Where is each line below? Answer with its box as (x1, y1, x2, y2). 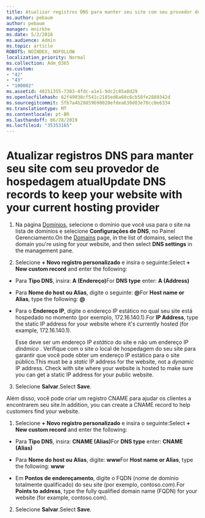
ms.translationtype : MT (6, 105, 67, 112)
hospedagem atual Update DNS (6, 175, 167, 189)
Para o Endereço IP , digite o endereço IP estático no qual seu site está (15, 307, 193, 315)
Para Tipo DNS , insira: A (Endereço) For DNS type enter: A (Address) (15, 277, 190, 285)
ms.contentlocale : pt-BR (6, 111, 70, 117)
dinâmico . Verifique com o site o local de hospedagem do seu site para (15, 345, 196, 352)
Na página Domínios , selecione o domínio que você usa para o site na (15, 221, 191, 228)
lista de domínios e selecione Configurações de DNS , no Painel (15, 227, 176, 235)
